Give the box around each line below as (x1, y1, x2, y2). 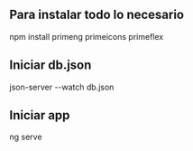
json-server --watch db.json (9, 81, 115, 92)
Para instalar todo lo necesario (9, 7, 185, 23)
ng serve (9, 131, 42, 143)
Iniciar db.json (9, 58, 92, 73)
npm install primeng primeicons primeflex (9, 31, 164, 42)
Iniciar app (9, 108, 70, 123)
